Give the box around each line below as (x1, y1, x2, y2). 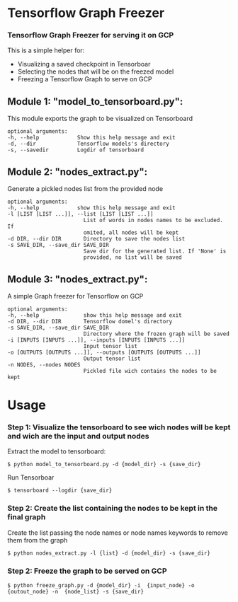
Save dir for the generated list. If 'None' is (83, 248, 227, 255)
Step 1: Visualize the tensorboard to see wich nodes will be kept (7, 422, 231, 432)
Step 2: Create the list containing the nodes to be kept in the (7, 504, 218, 514)
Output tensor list (83, 355, 141, 362)
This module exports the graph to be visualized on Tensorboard (7, 115, 193, 123)
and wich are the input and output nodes (7, 432, 149, 441)
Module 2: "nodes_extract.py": (7, 166, 148, 178)
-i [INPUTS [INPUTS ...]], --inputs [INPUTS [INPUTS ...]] (7, 336, 186, 344)
